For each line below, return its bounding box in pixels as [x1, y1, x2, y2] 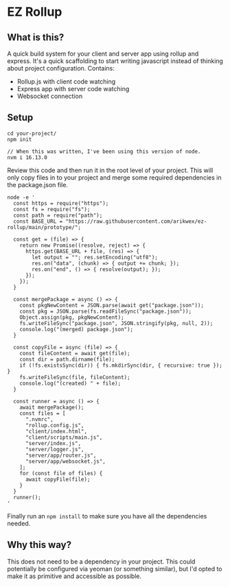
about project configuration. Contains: [7, 64, 115, 72]
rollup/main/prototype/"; [7, 224, 81, 230]
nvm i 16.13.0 [7, 154, 48, 161]
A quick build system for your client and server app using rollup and [7, 49, 199, 58]
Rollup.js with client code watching [16, 77, 116, 86]
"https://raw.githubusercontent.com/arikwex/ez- [65, 217, 207, 225]
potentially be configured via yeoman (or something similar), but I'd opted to [7, 564, 222, 573]
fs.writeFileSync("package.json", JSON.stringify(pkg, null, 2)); [19, 320, 214, 326]
